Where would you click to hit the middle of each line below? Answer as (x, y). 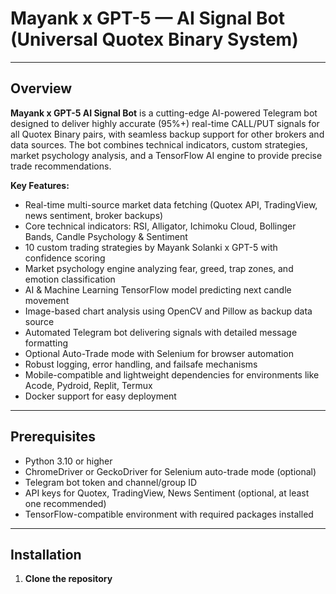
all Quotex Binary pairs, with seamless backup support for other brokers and (167, 134)
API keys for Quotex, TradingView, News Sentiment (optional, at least (167, 493)
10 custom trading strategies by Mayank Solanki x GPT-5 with (151, 247)
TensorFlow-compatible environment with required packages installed (169, 514)
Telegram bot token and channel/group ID (111, 482)
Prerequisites (53, 437)
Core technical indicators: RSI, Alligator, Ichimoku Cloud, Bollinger (160, 226)
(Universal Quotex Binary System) (154, 39)
